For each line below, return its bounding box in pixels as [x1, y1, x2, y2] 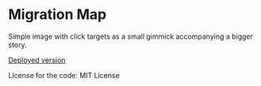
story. [8, 39, 28, 49]
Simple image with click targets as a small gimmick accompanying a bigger [8, 32, 254, 41]
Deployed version [8, 55, 66, 65]
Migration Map [8, 6, 107, 24]
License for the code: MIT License [8, 70, 121, 80]
